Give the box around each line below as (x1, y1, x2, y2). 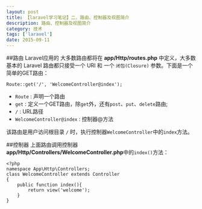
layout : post (6, 8, 39, 15)
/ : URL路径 (14, 108, 44, 115)
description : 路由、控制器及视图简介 (6, 20, 91, 26)
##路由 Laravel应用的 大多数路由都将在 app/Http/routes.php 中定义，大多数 (6, 54, 196, 61)
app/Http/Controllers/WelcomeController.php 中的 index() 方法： (6, 149, 169, 156)
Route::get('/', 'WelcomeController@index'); (6, 82, 122, 88)
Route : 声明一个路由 (14, 93, 65, 100)
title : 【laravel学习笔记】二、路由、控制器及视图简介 (6, 14, 130, 21)
